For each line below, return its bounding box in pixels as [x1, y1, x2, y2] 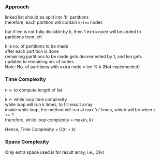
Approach [5, 3, 29, 10]
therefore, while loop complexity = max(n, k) [5, 117, 93, 123]
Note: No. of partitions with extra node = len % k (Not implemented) [5, 64, 140, 70]
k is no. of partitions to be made [5, 44, 69, 49]
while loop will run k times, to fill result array [5, 102, 93, 107]
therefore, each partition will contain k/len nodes [5, 19, 103, 25]
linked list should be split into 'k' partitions [5, 15, 89, 20]
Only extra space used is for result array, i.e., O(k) [5, 149, 104, 155]
